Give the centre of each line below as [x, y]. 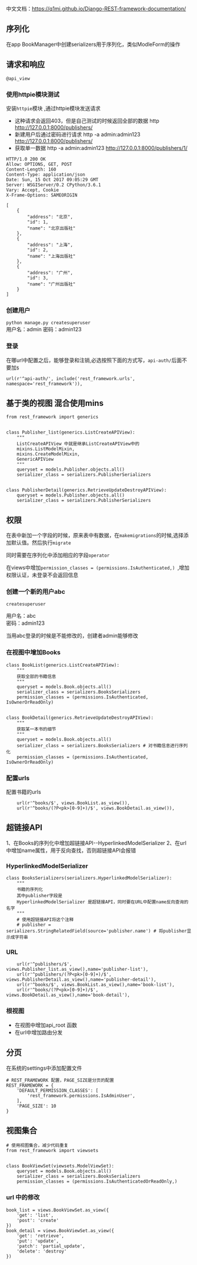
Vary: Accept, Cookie [33, 190]
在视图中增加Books [33, 653]
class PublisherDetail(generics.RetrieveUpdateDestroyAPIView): [86, 490]
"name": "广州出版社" [51, 284]
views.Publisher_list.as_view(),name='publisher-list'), [77, 970]
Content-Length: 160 [31, 169]
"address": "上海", [50, 245]
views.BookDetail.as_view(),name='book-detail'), [68, 995]
